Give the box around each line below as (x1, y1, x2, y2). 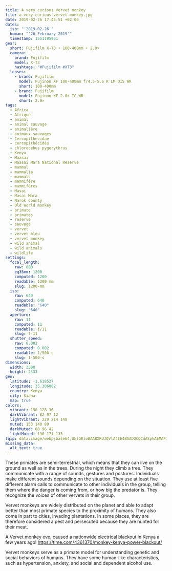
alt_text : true (10, 446, 42, 451)
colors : (5, 403, 22, 408)
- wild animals (10, 245, 42, 251)
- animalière (10, 126, 38, 132)
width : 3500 (10, 365, 36, 370)
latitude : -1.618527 (10, 379, 54, 384)
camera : (10, 50, 27, 55)
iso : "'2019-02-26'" (10, 27, 54, 32)
